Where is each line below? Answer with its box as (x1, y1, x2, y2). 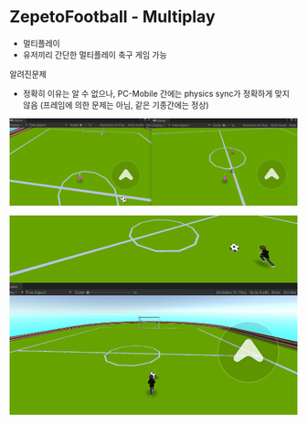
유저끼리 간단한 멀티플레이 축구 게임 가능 (22, 48, 167, 60)
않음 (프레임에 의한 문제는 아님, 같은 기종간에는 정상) (22, 99, 209, 111)
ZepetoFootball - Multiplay (9, 6, 216, 27)
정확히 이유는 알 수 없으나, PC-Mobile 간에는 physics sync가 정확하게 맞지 (22, 88, 291, 99)
